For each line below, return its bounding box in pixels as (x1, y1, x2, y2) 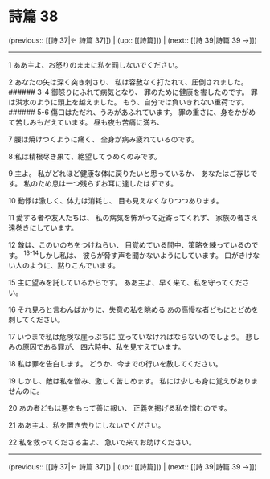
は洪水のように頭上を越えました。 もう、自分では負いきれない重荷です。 (8, 97, 249, 107)
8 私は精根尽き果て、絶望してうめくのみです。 (8, 151, 162, 161)
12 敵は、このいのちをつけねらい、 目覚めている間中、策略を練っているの (8, 239, 252, 249)
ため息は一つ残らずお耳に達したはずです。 (37, 178, 178, 188)
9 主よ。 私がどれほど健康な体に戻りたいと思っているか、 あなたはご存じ (8, 168, 251, 178)
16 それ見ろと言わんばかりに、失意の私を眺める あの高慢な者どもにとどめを (8, 305, 260, 314)
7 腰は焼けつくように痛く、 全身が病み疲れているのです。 (8, 134, 198, 144)
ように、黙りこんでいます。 (29, 260, 121, 270)
